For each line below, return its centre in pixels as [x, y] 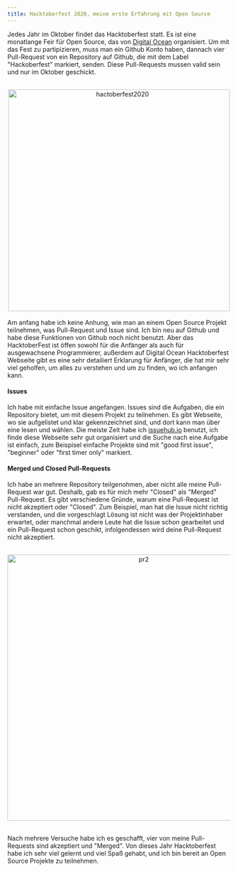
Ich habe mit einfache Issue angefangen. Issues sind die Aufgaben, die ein [116, 407]
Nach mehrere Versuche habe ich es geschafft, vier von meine [98, 839]
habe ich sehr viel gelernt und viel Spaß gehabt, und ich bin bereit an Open [117, 854]
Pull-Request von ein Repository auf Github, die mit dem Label [98, 57]
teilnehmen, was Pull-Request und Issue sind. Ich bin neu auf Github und [113, 330]
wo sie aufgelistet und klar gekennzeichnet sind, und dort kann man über [114, 422]
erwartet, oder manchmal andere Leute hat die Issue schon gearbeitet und [116, 522]
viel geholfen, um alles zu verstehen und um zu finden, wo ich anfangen [112, 368]
